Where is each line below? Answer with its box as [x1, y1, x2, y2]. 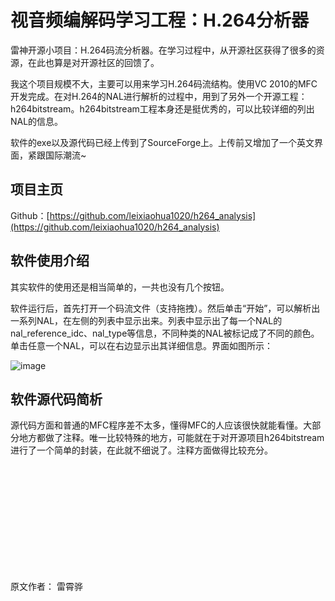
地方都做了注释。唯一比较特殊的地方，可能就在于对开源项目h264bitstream [18, 432, 325, 444]
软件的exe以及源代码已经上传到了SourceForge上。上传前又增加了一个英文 [10, 136, 315, 148]
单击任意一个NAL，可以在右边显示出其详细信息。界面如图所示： [10, 339, 274, 351]
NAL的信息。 [10, 115, 64, 127]
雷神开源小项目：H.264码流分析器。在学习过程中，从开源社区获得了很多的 [10, 44, 317, 56]
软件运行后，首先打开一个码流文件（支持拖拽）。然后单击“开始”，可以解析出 [10, 302, 321, 314]
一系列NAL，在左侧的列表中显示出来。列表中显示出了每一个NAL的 [10, 314, 283, 326]
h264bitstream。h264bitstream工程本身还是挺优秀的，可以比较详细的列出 [10, 102, 315, 115]
